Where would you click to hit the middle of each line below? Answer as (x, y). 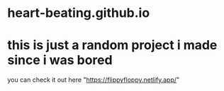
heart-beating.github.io (79, 13)
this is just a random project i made (112, 45)
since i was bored (60, 60)
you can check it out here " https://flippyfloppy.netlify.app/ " (94, 80)
